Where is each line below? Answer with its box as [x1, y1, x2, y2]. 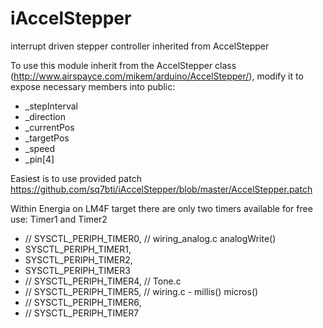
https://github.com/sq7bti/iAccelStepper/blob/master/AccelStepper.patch [10, 183, 313, 195]
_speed [24, 142, 56, 154]
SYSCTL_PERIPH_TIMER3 [24, 264, 131, 276]
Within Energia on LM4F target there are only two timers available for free [10, 202, 313, 214]
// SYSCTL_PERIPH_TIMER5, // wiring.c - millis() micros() [24, 285, 259, 297]
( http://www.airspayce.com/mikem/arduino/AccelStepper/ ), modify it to [10, 70, 304, 82]
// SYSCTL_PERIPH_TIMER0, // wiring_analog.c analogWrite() [24, 232, 277, 244]
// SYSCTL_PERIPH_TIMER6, [24, 296, 142, 308]
